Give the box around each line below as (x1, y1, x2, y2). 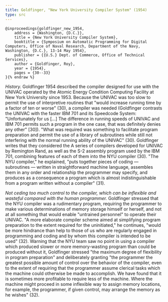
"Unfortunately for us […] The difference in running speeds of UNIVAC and (5, 116, 160, 122)
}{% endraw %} (5, 74, 35, 80)
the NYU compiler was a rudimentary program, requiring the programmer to (5, 200, 162, 207)
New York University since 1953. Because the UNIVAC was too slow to (5, 94, 151, 100)
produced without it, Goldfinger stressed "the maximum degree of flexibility (5, 248, 162, 255)
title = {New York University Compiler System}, (14, 35, 118, 40)
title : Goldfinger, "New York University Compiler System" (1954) (5, 7, 147, 13)
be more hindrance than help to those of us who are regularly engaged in (5, 227, 157, 233)
